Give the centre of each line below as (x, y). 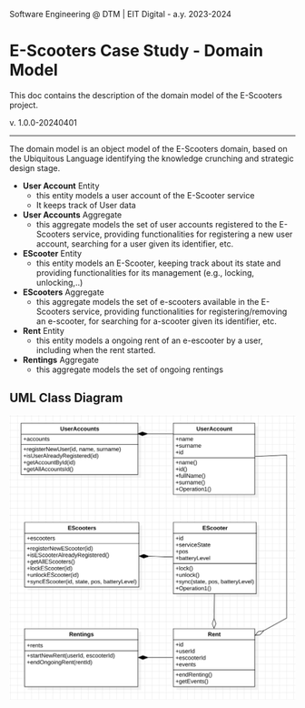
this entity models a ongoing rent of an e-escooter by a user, (149, 340)
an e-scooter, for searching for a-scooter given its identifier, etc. (156, 321)
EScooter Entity (52, 253)
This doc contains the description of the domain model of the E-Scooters (146, 95)
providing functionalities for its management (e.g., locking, (145, 272)
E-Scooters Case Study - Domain (136, 51)
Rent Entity (44, 330)
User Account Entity (61, 186)
